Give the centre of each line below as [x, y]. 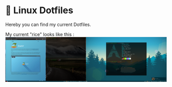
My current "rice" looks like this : [40, 34]
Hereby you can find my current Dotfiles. [48, 24]
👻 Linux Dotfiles [39, 10]
